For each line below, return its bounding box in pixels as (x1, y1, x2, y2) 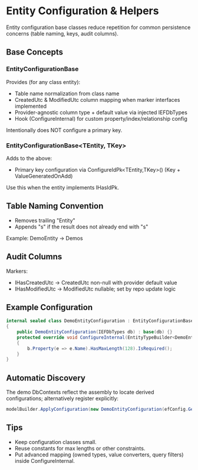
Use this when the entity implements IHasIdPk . (6, 184, 120, 191)
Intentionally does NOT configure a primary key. (6, 126, 123, 134)
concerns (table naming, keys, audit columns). (6, 30, 119, 37)
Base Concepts (6, 47, 64, 57)
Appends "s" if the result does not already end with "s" (14, 223, 148, 230)
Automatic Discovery (6, 373, 85, 383)
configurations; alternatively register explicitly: (6, 395, 119, 402)
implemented (14, 102, 47, 110)
